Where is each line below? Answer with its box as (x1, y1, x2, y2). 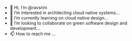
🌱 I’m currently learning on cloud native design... (9, 15, 108, 20)
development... (9, 25, 40, 31)
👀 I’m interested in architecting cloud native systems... (9, 10, 120, 16)
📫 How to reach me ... (9, 31, 56, 37)
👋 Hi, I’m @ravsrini (9, 5, 48, 10)
